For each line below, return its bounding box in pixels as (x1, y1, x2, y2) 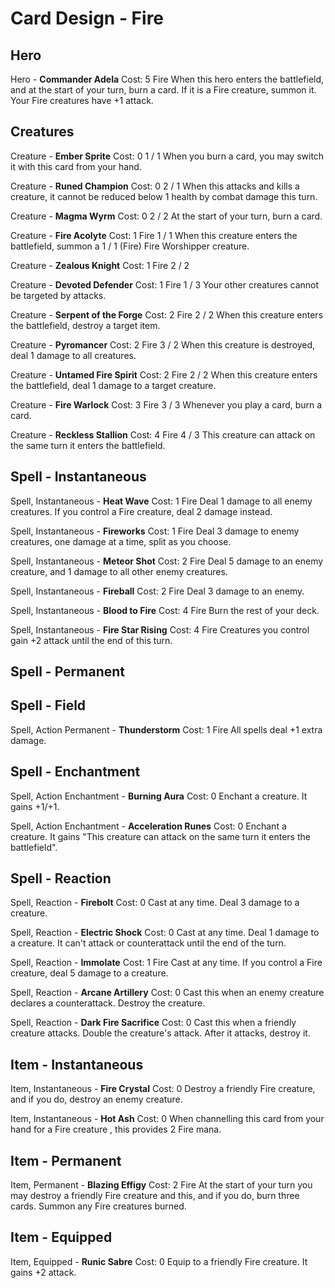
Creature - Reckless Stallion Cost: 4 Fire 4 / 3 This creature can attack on (10, 428, 316, 441)
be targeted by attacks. (10, 289, 107, 301)
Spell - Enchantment (10, 763, 141, 781)
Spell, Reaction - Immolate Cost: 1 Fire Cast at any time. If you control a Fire (10, 957, 323, 969)
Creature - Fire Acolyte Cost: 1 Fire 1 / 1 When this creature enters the (10, 229, 298, 241)
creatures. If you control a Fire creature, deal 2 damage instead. (10, 505, 273, 517)
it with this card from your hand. (10, 160, 142, 172)
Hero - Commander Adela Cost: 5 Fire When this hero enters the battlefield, (10, 73, 325, 85)
